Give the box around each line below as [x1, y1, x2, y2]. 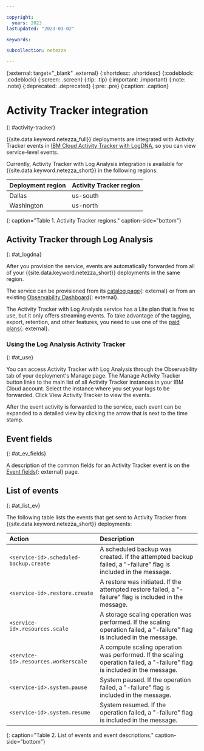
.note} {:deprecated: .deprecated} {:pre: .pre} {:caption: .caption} [6, 83, 169, 90]
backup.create [9, 560, 50, 567]
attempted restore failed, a [100, 585, 175, 594]
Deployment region [9, 181, 66, 190]
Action [9, 535, 29, 543]
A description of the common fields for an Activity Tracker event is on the [6, 462, 190, 469]
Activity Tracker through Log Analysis [6, 235, 154, 245]
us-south [72, 192, 99, 200]
